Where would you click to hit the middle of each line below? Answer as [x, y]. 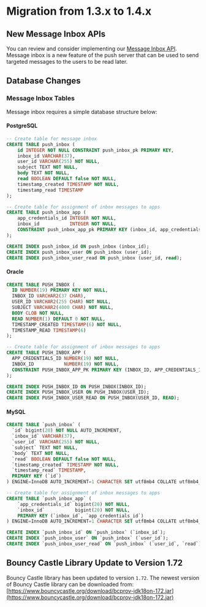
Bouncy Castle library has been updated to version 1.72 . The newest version [103, 578]
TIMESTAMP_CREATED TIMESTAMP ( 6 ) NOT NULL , [67, 324]
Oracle [15, 272]
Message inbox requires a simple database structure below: [82, 112]
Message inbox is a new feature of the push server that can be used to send [103, 55]
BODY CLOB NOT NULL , [38, 313]
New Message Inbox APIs [56, 34]
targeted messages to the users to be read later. [67, 62]
